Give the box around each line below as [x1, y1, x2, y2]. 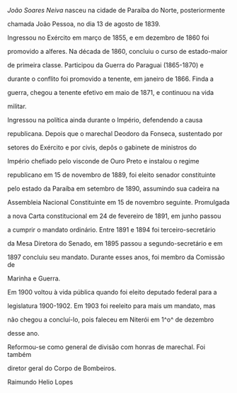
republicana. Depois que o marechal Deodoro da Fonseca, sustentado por [7, 130, 223, 137]
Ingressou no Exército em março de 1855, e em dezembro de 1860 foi [7, 33, 209, 42]
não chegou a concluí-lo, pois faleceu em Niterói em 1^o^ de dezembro [7, 315, 214, 324]
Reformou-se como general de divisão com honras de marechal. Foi [7, 343, 206, 351]
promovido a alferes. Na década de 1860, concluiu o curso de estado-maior [7, 47, 228, 55]
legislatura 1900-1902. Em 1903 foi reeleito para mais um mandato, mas [7, 302, 216, 310]
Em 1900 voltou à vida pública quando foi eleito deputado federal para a [7, 288, 217, 296]
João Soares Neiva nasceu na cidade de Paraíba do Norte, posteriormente [7, 6, 225, 14]
